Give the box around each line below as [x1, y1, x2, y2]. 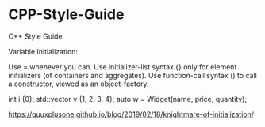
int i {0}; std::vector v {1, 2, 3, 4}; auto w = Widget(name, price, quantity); [8, 94, 248, 103]
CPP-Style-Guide [8, 6, 125, 24]
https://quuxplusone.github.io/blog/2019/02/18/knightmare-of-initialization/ [8, 109, 255, 119]
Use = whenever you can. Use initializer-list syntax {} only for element [8, 62, 237, 72]
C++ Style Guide [8, 32, 63, 41]
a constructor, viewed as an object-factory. [8, 79, 149, 88]
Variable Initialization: [8, 47, 78, 56]
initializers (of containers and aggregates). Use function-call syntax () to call [8, 70, 258, 80]
